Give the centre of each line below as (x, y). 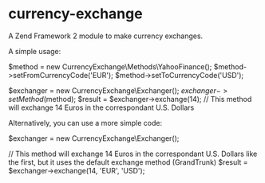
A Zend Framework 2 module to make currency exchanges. (106, 36)
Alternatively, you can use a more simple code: (85, 123)
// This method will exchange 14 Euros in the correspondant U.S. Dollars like (133, 154)
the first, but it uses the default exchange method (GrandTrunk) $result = (129, 162)
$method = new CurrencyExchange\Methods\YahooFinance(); (110, 66)
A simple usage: (35, 51)
